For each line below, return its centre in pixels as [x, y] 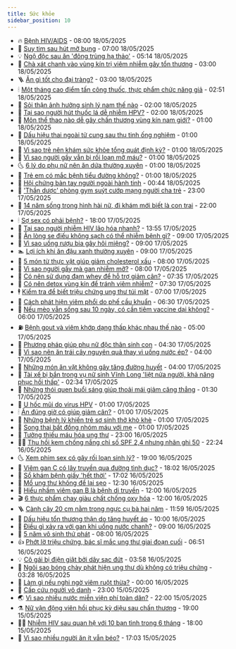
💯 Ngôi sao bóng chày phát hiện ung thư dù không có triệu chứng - [115, 567]
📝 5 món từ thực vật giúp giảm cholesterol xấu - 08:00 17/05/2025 [113, 261]
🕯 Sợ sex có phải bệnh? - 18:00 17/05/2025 [79, 220]
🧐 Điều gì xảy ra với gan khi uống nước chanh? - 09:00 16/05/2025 [114, 526]
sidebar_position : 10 [39, 20]
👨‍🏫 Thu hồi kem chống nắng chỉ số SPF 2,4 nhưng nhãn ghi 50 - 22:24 [120, 442]
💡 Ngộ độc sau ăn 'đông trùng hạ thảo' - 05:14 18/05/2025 [103, 56]
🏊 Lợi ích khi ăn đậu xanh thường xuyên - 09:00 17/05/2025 [105, 251]
